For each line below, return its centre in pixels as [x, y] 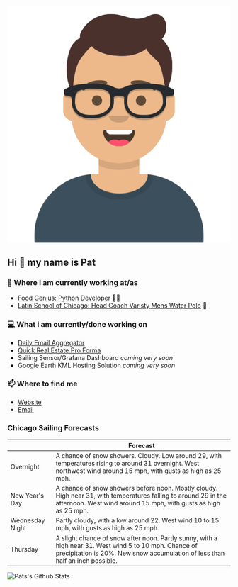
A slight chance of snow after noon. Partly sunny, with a [137, 538]
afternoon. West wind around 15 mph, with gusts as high [138, 503]
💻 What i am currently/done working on [77, 325]
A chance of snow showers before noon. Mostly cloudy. [137, 488]
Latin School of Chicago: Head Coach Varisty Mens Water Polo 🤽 [112, 306]
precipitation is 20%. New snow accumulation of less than [140, 553]
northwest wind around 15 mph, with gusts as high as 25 [138, 471]
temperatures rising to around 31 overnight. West [127, 463]
